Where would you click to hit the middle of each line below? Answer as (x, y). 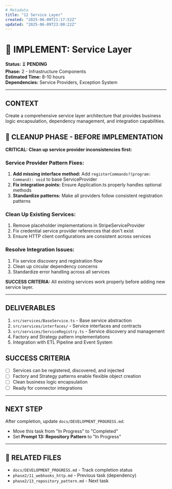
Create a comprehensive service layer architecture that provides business (83, 115)
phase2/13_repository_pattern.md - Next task (61, 481)
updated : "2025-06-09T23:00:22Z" (41, 24)
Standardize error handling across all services (61, 271)
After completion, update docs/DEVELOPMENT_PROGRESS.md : (65, 421)
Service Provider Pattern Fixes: (45, 163)
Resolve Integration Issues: (40, 250)
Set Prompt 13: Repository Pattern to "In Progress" (67, 437)
